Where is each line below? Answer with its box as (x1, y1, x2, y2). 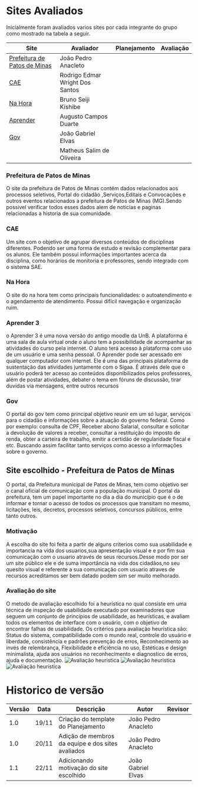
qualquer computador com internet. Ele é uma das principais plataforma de (6, 357, 189, 365)
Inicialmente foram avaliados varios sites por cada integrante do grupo (6, 24, 178, 31)
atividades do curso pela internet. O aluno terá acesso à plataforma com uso (6, 344, 192, 352)
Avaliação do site (6, 587, 57, 595)
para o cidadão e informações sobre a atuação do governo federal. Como (6, 417, 185, 424)
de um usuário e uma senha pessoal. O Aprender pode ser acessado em (6, 351, 182, 358)
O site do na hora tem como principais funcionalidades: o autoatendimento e (6, 291, 192, 298)
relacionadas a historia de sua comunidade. (6, 210, 112, 217)
